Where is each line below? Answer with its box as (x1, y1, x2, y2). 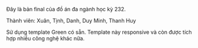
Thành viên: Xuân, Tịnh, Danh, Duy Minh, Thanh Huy (6, 17, 136, 24)
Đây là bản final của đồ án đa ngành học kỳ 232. (6, 6, 126, 12)
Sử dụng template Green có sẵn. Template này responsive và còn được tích (6, 28, 192, 36)
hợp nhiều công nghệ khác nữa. (6, 35, 85, 41)
